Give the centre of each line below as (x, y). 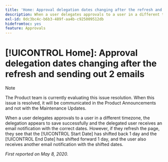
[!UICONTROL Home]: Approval (71, 53)
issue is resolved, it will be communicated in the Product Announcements (81, 103)
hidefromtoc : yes (23, 24)
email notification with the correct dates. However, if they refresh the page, (82, 129)
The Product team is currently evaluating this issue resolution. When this (80, 98)
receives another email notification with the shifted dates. (64, 145)
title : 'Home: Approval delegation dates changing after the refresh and (84, 10)
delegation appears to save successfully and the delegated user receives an (84, 123)
